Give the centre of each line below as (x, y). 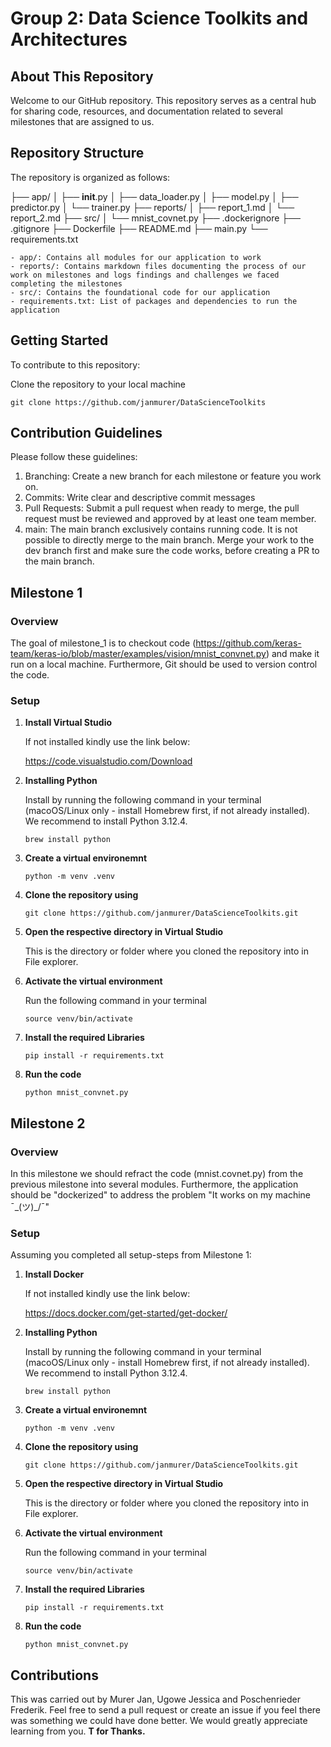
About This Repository (82, 76)
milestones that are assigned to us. (82, 121)
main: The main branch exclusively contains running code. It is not (161, 529)
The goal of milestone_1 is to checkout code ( (103, 643)
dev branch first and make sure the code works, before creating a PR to (172, 551)
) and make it (292, 654)
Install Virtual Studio (68, 723)
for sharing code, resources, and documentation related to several (146, 111)
